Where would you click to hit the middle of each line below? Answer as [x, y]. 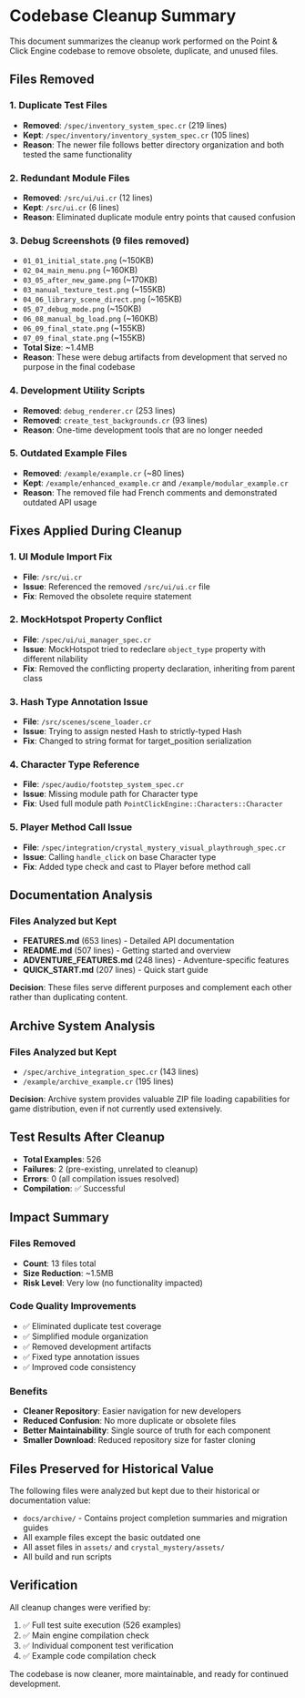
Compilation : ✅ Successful [74, 1188]
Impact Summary [59, 1217]
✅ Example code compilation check [89, 1655]
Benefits [29, 1391]
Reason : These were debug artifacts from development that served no [155, 357]
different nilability [55, 659]
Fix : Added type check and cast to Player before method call [137, 866]
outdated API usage [60, 502]
